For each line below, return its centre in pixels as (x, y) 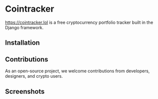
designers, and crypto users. (34, 76)
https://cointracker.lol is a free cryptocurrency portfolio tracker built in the (79, 22)
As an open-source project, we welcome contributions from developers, (78, 71)
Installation (22, 43)
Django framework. (24, 27)
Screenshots (25, 91)
